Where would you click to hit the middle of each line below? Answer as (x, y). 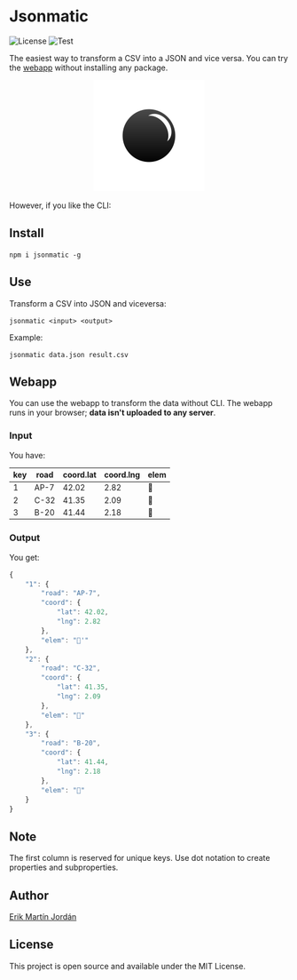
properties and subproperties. (64, 867)
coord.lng (122, 475)
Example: (26, 337)
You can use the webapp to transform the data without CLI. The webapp (141, 403)
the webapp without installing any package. (89, 68)
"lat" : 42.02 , (82, 612)
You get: (24, 557)
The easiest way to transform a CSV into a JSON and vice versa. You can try (148, 58)
